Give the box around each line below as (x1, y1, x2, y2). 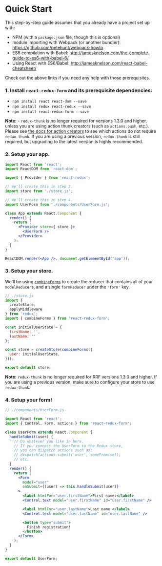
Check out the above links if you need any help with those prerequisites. (5, 75, 150, 81)
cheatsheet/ (12, 65, 37, 71)
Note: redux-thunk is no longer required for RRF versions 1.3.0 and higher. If (5, 374, 157, 379)
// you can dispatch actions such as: (14, 448, 93, 453)
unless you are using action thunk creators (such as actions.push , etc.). (5, 123, 149, 129)
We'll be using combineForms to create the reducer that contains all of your (5, 278, 153, 284)
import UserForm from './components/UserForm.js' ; (5, 202, 110, 207)
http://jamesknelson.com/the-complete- (69, 50, 150, 56)
